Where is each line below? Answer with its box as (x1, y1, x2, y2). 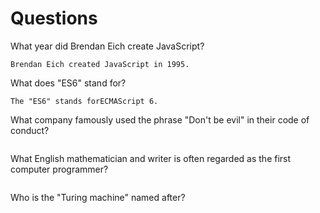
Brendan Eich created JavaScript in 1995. (10, 59, 190, 69)
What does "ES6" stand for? (10, 77, 127, 89)
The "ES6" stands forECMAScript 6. (10, 96, 159, 106)
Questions (10, 7, 98, 30)
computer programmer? (10, 163, 109, 175)
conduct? (10, 124, 50, 136)
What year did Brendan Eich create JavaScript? (10, 40, 205, 52)
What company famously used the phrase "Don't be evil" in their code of (10, 113, 310, 126)
